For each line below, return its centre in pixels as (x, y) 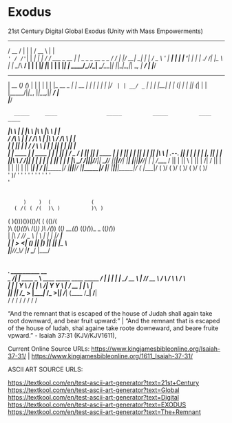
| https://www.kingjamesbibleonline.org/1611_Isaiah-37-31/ (110, 356)
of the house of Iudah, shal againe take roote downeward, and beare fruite (113, 328)
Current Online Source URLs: (49, 349)
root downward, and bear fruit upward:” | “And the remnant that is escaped (114, 321)
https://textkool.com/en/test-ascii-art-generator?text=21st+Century (104, 382)
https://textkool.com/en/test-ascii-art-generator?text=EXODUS (97, 404)
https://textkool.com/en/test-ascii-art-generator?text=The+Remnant (105, 412)
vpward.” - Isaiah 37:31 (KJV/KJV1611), (62, 335)
